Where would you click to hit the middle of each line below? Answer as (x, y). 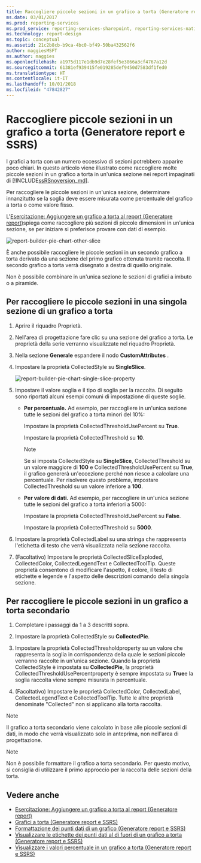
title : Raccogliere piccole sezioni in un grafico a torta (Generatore (97, 12)
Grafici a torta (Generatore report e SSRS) (66, 822)
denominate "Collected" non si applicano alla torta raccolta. (89, 704)
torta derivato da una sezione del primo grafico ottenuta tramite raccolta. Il (98, 259)
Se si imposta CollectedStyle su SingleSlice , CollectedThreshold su (107, 461)
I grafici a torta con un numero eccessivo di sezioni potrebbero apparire (95, 161)
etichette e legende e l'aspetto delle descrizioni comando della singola (102, 576)
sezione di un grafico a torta (60, 311)
